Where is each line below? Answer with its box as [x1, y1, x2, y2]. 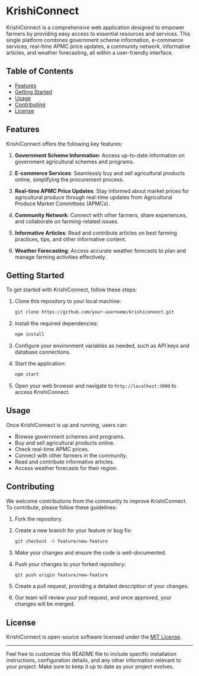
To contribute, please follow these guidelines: [6, 503, 117, 511]
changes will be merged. [14, 601, 75, 608]
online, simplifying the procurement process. [14, 176, 124, 183]
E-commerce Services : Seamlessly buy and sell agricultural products [14, 169, 185, 176]
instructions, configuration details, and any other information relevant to [6, 657, 182, 664]
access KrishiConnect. [14, 389, 70, 395]
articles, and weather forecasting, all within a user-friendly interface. [6, 49, 174, 56]
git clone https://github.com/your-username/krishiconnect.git [14, 309, 175, 315]
